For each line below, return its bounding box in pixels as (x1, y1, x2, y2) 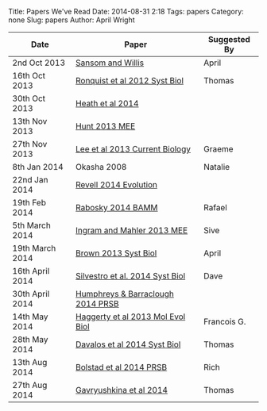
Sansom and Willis (75, 57, 145, 68)
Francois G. (203, 317, 246, 327)
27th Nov (12, 139, 48, 149)
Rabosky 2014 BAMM (75, 202, 158, 213)
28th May (12, 334, 48, 344)
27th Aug (12, 380, 48, 390)
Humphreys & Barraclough (75, 289, 175, 299)
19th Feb (12, 198, 46, 208)
